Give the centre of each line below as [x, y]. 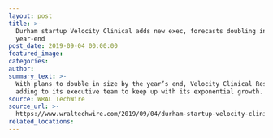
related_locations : [41, 122]
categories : [28, 62]
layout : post [30, 16]
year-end [30, 39]
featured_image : [36, 54]
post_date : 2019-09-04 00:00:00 [63, 46]
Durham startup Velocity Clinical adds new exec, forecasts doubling [136, 31]
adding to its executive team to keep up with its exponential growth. [140, 91]
